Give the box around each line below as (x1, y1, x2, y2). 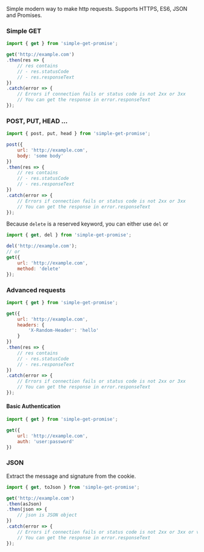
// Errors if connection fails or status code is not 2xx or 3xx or (17, 529, 194, 535)
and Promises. (6, 12, 42, 19)
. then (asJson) (6, 501, 42, 507)
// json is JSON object (17, 512, 78, 519)
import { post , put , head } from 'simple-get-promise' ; (6, 131, 151, 137)
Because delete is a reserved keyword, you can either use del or (6, 220, 169, 227)
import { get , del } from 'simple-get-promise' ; (6, 232, 132, 238)
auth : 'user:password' (17, 438, 75, 444)
